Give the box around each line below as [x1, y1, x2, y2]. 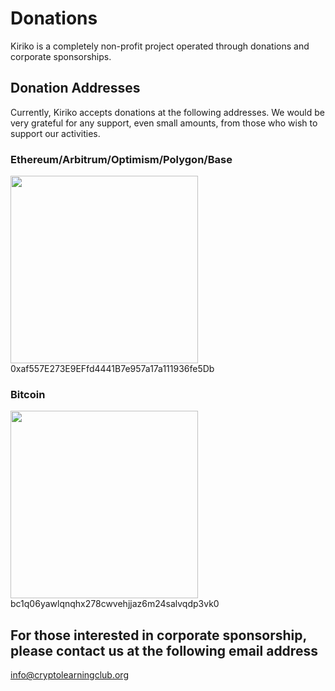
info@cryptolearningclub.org [10, 669, 129, 681]
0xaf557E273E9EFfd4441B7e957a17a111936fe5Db [10, 363, 215, 375]
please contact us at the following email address [10, 642, 318, 659]
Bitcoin [10, 387, 46, 401]
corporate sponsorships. [10, 50, 112, 62]
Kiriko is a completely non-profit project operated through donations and [10, 40, 310, 52]
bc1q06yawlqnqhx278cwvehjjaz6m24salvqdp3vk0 [10, 598, 220, 610]
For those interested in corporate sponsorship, [10, 627, 307, 644]
